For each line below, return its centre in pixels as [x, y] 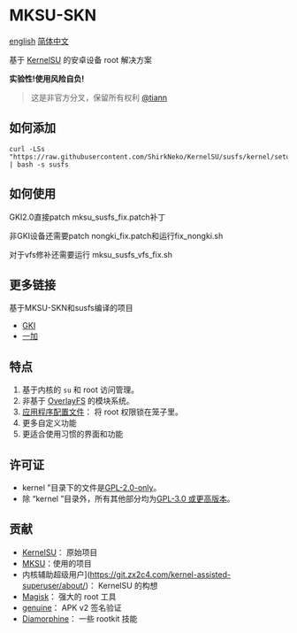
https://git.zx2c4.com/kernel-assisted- [160, 574]
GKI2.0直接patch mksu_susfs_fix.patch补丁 [88, 217]
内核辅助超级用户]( [56, 574]
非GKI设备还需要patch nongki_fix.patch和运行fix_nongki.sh [116, 235]
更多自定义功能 [49, 423]
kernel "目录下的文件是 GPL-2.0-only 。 [91, 487]
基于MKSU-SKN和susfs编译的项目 [72, 308]
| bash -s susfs [39, 165]
